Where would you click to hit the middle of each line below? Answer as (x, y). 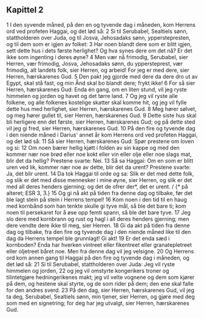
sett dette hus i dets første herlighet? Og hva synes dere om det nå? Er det (99, 51)
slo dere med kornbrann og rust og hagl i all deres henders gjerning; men (98, 219)
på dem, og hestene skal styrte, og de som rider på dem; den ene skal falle (100, 283)
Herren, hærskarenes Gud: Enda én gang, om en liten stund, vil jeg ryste (97, 89)
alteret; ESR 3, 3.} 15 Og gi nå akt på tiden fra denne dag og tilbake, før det (100, 193)
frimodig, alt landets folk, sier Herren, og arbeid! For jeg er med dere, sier (98, 70)
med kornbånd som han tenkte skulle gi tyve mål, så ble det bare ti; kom (96, 206)
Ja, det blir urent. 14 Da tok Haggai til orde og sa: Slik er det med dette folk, (100, 174)
